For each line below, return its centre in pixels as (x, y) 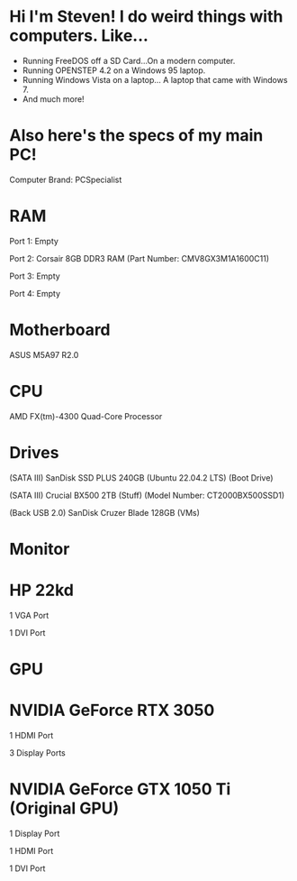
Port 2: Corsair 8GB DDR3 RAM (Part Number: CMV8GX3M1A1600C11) (139, 258)
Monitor (40, 549)
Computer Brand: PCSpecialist (66, 179)
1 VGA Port (29, 615)
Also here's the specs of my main (136, 136)
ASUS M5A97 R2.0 (44, 354)
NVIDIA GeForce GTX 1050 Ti (120, 789)
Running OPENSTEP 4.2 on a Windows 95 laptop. (114, 70)
